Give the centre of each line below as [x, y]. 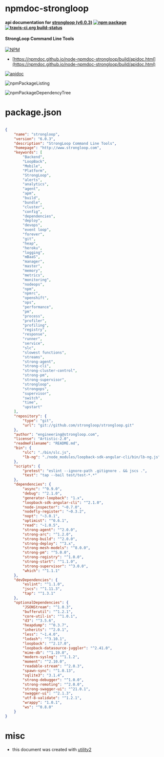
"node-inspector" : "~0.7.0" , [52, 507]
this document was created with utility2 [52, 749]
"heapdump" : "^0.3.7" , [46, 625]
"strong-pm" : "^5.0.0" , [47, 553]
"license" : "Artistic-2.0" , [42, 439]
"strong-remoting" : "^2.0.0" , [53, 684]
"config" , [32, 212]
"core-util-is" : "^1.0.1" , [50, 616]
